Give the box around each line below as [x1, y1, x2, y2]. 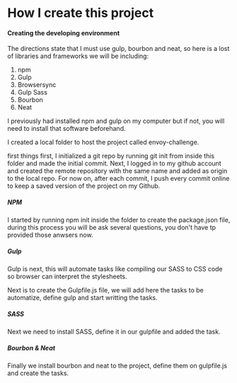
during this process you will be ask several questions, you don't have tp [7, 223, 216, 232]
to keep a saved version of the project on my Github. [7, 182, 161, 190]
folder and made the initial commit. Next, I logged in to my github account [7, 159, 221, 167]
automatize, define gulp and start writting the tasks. [7, 293, 158, 302]
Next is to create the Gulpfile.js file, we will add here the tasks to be [7, 286, 204, 295]
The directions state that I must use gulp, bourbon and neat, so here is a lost [7, 45, 230, 53]
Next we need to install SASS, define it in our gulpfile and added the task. [7, 327, 221, 336]
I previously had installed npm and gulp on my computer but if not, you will [7, 117, 225, 125]
